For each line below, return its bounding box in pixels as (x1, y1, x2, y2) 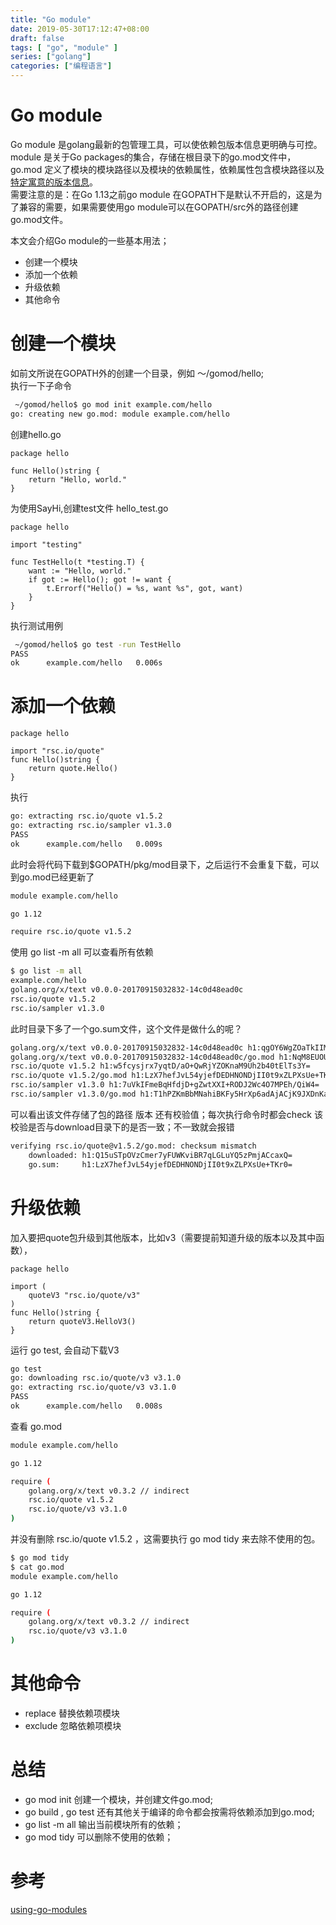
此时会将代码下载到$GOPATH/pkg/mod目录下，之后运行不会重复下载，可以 (10, 858, 320, 870)
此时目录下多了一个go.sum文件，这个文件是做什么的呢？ (10, 1022, 243, 1035)
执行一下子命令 (10, 379, 72, 391)
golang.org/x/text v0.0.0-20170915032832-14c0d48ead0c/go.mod (10, 1052, 275, 1062)
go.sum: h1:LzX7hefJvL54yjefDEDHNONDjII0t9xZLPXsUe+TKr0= (28, 1159, 293, 1170)
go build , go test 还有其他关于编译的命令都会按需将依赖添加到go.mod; (24, 1806, 315, 1818)
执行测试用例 (10, 619, 63, 631)
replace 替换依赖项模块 (24, 1707, 120, 1719)
